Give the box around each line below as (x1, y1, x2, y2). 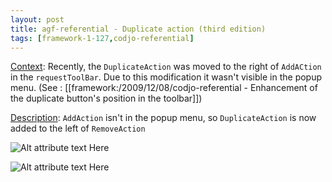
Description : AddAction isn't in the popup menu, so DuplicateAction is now (10, 112, 317, 124)
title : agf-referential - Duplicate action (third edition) (10, 24, 267, 34)
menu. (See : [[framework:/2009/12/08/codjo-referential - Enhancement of (10, 82, 318, 94)
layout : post (10, 14, 65, 25)
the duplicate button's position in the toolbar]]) (10, 92, 203, 105)
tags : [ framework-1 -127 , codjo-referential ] (10, 33, 195, 43)
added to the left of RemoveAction (10, 122, 146, 135)
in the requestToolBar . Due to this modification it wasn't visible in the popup (10, 71, 323, 83)
